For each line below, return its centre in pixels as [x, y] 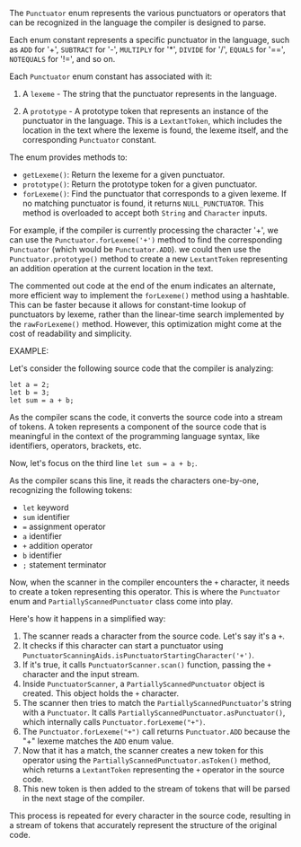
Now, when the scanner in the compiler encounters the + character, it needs [150, 582]
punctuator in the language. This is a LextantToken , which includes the [152, 121]
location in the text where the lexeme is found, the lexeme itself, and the [155, 130]
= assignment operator [64, 526]
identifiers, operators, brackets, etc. [75, 446]
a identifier [42, 536]
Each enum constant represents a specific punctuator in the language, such [150, 40]
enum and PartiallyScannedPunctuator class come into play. [121, 601]
